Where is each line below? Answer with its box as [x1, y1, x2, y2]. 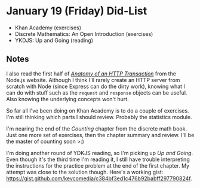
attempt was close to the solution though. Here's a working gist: [6, 168, 164, 175]
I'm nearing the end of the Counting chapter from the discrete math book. [6, 125, 187, 132]
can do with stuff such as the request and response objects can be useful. [6, 89, 187, 96]
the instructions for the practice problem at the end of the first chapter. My [6, 162, 190, 169]
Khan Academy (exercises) [14, 24, 82, 31]
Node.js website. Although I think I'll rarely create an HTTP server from [6, 76, 180, 83]
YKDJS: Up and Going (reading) [14, 37, 94, 44]
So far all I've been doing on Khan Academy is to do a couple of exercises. [6, 107, 189, 114]
